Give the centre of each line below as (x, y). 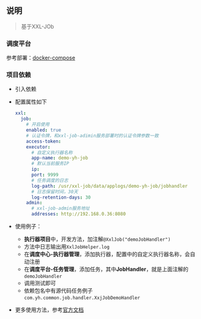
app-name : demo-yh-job (60, 158)
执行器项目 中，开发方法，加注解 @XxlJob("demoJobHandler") (97, 239)
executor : (38, 147)
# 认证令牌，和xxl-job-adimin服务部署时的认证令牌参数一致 (92, 135)
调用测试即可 (40, 283)
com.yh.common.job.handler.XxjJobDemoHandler (82, 298)
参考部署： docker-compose (41, 58)
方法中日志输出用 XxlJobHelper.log (67, 247)
